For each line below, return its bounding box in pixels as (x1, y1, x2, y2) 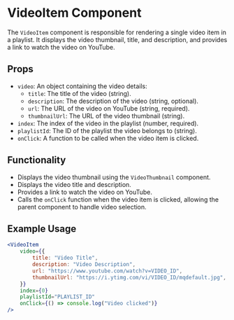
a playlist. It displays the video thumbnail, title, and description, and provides (7, 35, 228, 43)
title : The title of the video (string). (27, 89, 131, 97)
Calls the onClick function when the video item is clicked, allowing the (17, 195, 219, 204)
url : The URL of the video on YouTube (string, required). (27, 104, 190, 113)
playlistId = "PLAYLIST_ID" (20, 293, 96, 300)
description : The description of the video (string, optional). (27, 97, 199, 105)
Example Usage (7, 223, 77, 235)
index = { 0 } (20, 287, 49, 294)
